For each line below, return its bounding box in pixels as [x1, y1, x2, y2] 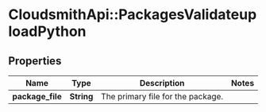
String [69, 91, 94, 102]
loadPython [8, 22, 87, 41]
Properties [8, 54, 62, 68]
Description [139, 78, 185, 88]
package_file [12, 91, 62, 102]
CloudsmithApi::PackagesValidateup [8, 6, 257, 24]
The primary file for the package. [100, 91, 224, 102]
